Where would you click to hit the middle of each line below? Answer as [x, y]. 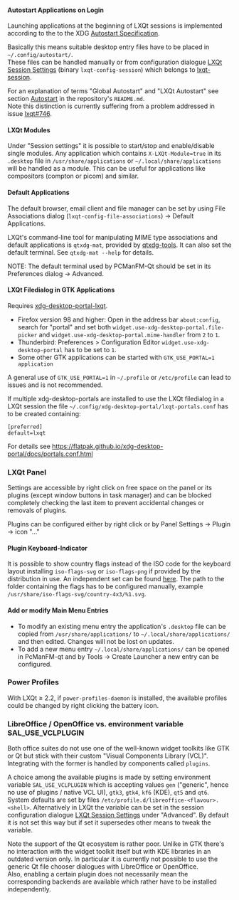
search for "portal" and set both [64, 327]
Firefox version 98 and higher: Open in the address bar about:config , [119, 319]
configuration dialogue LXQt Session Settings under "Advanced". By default [118, 815]
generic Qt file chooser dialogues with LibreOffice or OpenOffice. [103, 867]
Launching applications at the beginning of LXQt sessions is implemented [115, 26]
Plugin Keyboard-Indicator [47, 548]
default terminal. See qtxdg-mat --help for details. [81, 252]
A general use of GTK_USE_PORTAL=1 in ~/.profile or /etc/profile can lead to [119, 377]
